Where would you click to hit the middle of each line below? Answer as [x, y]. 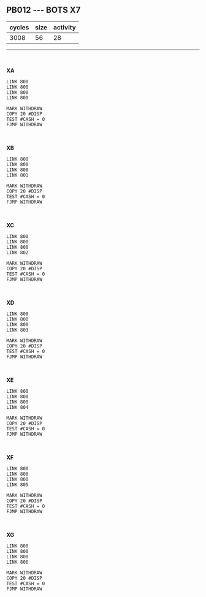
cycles [19, 27]
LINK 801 [17, 175]
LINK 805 [17, 485]
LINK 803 [17, 330]
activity [65, 27]
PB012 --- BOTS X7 [44, 10]
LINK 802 [17, 253]
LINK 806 [17, 562]
